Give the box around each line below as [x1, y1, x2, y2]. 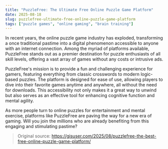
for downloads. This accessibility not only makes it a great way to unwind [5, 87, 157, 93]
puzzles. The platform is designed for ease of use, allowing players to [19, 76, 163, 82]
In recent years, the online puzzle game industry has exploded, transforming [5, 35, 163, 41]
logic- [140, 71, 153, 77]
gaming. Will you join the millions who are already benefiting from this [5, 118, 149, 124]
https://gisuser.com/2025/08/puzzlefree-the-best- [51, 133, 156, 139]
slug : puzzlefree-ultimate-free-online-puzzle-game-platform [5, 16, 136, 21]
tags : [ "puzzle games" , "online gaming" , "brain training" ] [5, 21, 134, 26]
